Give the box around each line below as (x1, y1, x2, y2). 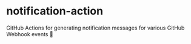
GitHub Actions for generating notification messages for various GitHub (6, 24, 185, 31)
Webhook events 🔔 (6, 30, 53, 37)
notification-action (6, 4, 104, 18)
